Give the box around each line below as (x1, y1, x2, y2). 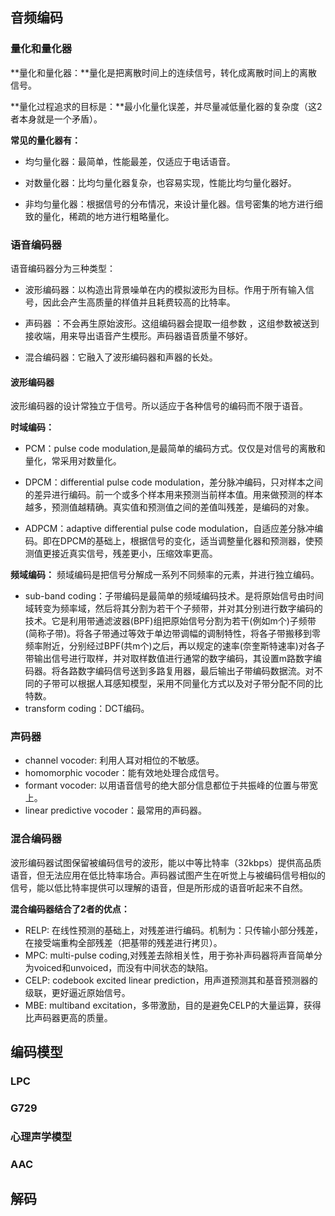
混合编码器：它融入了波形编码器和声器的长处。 (24, 351, 218, 363)
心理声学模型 (10, 1129, 73, 1143)
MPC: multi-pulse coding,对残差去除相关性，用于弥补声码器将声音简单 (24, 949, 315, 961)
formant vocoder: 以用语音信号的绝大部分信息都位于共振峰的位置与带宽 (24, 779, 318, 792)
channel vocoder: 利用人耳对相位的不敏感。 (24, 754, 205, 767)
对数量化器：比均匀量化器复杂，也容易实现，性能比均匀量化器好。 (24, 176, 297, 188)
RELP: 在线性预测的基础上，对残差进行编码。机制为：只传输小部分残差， (24, 924, 324, 936)
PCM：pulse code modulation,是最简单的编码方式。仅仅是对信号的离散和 (24, 443, 326, 455)
